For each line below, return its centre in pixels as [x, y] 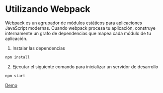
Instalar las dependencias [39, 48]
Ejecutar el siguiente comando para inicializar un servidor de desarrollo [85, 67]
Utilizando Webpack [48, 9]
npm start [15, 76]
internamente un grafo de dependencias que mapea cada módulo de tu [78, 33]
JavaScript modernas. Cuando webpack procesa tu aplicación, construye [80, 28]
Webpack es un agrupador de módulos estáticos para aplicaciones [74, 23]
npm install [17, 57]
